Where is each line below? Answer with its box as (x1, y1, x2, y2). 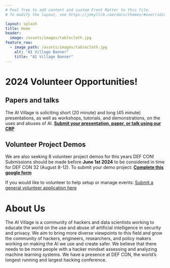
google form (5, 170, 32, 176)
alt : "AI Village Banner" (14, 49, 69, 55)
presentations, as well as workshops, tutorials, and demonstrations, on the (5, 115, 160, 121)
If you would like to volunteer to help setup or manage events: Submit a (5, 180, 153, 186)
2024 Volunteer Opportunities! (5, 76, 138, 87)
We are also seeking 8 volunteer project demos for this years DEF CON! (5, 154, 154, 160)
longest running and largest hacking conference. (5, 257, 107, 263)
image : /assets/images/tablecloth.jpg (10, 35, 92, 40)
